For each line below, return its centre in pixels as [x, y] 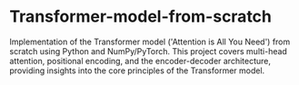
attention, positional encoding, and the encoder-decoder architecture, [140, 61]
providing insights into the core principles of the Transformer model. [137, 71]
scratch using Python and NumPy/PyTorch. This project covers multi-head [149, 51]
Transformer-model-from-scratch [141, 17]
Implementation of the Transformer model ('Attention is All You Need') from [150, 42]
